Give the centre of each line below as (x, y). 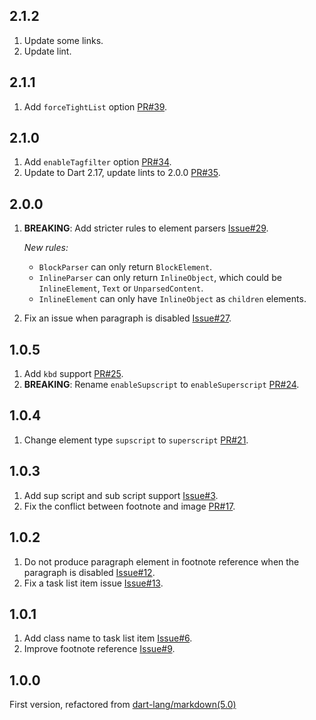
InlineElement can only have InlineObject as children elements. (172, 299)
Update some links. (63, 40)
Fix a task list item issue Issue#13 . (93, 583)
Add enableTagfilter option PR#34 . (97, 162)
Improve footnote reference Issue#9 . (99, 649)
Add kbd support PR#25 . (73, 374)
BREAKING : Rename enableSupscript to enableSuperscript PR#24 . (161, 385)
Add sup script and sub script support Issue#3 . (121, 495)
